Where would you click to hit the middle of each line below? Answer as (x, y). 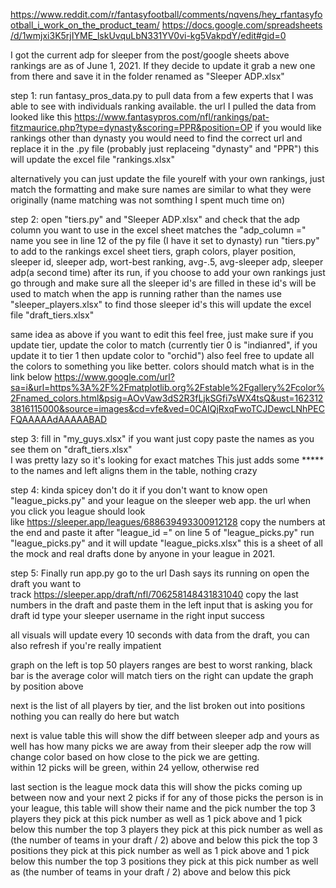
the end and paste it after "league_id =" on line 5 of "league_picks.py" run (162, 532)
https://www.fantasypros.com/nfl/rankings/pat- (172, 117)
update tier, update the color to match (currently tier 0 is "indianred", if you (164, 345)
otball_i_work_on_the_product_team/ (85, 25)
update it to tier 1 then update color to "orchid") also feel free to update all (162, 355)
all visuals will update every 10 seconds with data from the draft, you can (160, 635)
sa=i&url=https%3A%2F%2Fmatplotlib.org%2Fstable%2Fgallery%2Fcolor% (168, 387)
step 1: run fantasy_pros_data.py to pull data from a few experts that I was (162, 95)
